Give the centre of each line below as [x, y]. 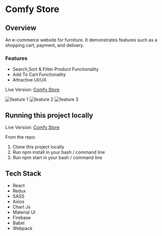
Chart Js [21, 207]
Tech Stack [23, 173]
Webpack [22, 228]
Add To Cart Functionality [39, 74]
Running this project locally [49, 115]
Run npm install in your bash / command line [59, 152]
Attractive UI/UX [30, 80]
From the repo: [21, 137]
